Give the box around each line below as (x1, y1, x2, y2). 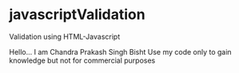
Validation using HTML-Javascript (9, 32, 121, 41)
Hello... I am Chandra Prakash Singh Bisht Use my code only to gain (9, 47, 232, 56)
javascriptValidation (9, 6, 146, 24)
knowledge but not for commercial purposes (9, 56, 156, 65)
